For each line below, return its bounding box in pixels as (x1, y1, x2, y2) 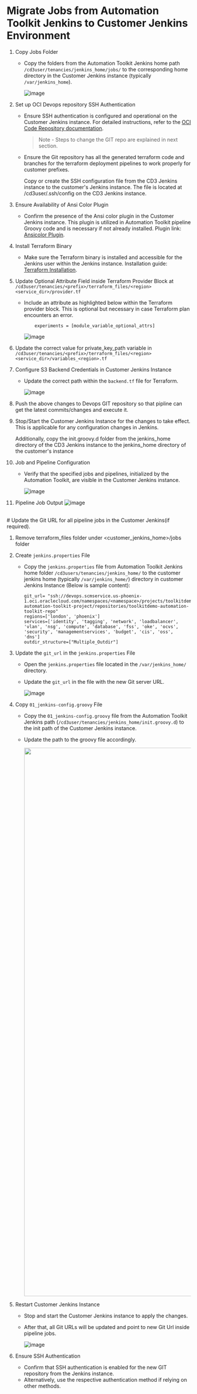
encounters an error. (23, 311, 74, 318)
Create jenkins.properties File (15, 552, 90, 559)
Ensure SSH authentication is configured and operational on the (23, 112, 178, 119)
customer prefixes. (23, 166, 70, 173)
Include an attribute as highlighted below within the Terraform (23, 299, 173, 306)
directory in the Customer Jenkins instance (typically (23, 72, 151, 79)
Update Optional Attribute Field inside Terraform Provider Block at (15, 277, 174, 284)
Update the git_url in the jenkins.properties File (15, 649, 136, 656)
